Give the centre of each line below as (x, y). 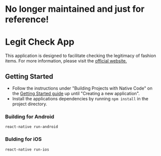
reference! (27, 19)
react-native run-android (31, 127)
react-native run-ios (27, 149)
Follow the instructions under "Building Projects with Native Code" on (82, 88)
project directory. (30, 104)
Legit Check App (40, 42)
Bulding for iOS (24, 139)
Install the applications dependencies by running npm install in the (80, 98)
